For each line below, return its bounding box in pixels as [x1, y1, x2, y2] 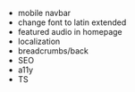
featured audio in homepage [17, 27, 122, 37]
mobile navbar [17, 8, 72, 18]
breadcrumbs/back [17, 46, 89, 56]
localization [17, 36, 61, 46]
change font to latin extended [17, 17, 127, 28]
